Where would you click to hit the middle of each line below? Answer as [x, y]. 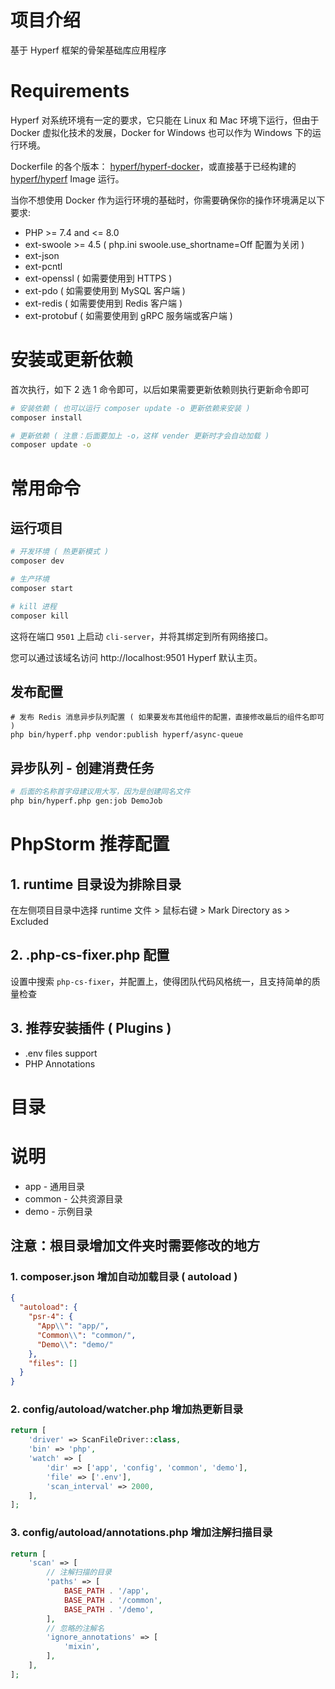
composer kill [40, 616]
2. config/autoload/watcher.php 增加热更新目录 [127, 1409]
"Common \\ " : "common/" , [86, 1335]
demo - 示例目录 [58, 1211]
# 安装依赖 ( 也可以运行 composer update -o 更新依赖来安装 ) [130, 408]
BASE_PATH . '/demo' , [109, 1609]
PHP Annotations [60, 1063]
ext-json [42, 255]
